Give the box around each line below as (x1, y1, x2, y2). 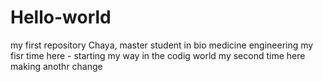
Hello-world (10, 6, 112, 29)
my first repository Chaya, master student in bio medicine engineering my (10, 39, 314, 51)
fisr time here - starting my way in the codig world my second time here (10, 49, 306, 61)
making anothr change (10, 60, 103, 72)
